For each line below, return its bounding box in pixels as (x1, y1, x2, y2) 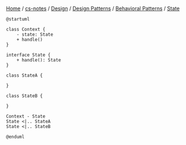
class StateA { (6, 72, 43, 78)
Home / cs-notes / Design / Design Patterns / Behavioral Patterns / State (6, 5, 180, 12)
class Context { (6, 26, 45, 32)
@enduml (6, 134, 25, 140)
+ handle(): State (16, 57, 61, 63)
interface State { (6, 52, 51, 58)
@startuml (6, 16, 30, 22)
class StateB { (6, 93, 43, 99)
